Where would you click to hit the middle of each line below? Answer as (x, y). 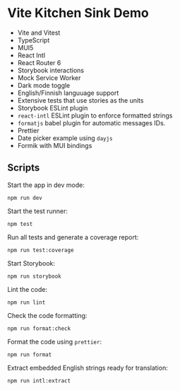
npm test (20, 224)
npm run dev (25, 198)
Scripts (24, 168)
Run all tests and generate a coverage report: (73, 237)
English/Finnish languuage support (68, 93)
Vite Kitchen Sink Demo (78, 13)
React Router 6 (39, 62)
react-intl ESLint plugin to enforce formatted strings (95, 115)
